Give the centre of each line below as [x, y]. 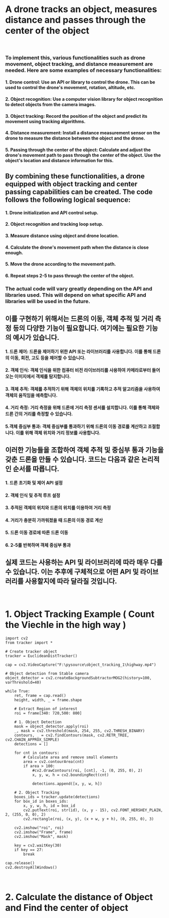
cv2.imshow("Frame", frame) [44, 832]
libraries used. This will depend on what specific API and [76, 295]
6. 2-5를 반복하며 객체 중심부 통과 [38, 545]
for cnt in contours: [37, 753]
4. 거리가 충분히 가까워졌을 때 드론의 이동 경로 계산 [54, 520]
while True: [18, 691]
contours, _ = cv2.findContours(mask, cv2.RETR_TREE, [72, 735]
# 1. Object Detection [38, 722]
